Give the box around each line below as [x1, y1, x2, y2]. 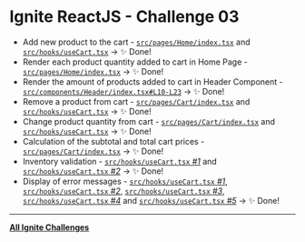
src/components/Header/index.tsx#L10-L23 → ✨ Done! [22, 86, 225, 96]
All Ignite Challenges [9, 221, 90, 233]
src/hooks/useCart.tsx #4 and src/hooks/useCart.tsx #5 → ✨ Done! [22, 195, 280, 206]
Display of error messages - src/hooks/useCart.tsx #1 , [22, 176, 229, 187]
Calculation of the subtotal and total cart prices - [22, 136, 205, 146]
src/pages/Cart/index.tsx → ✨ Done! [22, 146, 164, 156]
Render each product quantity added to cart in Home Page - [22, 56, 248, 67]
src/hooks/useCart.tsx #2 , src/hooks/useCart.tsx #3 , [22, 185, 225, 197]
